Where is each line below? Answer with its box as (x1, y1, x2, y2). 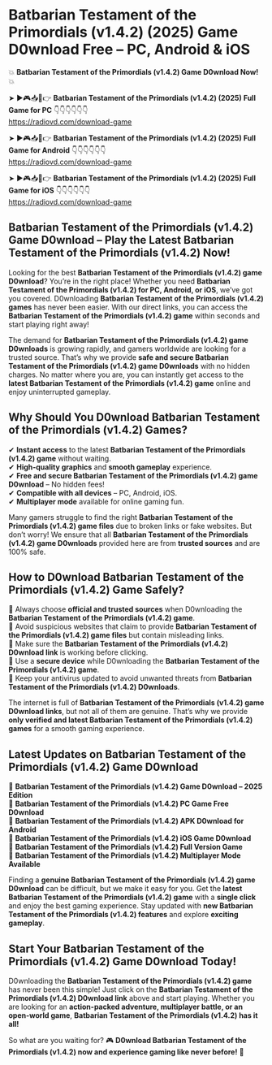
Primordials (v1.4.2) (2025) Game (8, 23, 238, 41)
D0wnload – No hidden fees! (8, 479, 106, 489)
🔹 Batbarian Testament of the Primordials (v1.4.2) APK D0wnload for (8, 816, 244, 826)
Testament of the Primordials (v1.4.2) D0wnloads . (8, 682, 180, 692)
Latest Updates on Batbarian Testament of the (8, 747, 246, 761)
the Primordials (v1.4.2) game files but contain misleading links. (8, 630, 225, 640)
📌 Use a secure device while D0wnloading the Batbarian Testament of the (8, 656, 260, 666)
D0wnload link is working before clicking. (8, 647, 149, 657)
